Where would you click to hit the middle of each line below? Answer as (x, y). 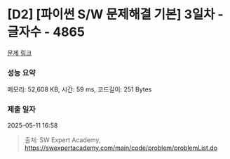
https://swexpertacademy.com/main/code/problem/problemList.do (121, 148)
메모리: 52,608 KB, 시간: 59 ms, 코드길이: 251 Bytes (80, 89)
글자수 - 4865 (46, 32)
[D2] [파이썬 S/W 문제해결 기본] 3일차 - (115, 14)
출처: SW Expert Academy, (62, 140)
